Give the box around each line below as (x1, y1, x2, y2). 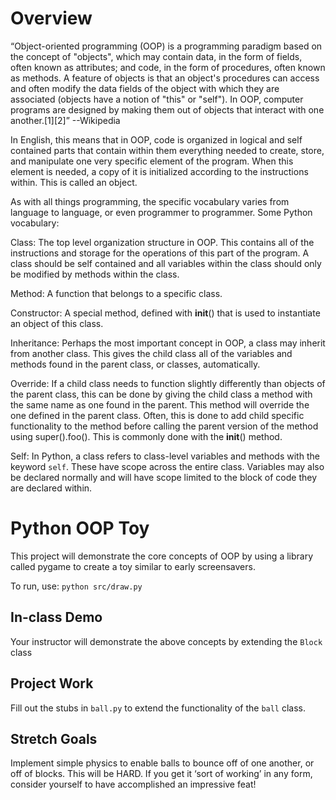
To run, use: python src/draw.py (10, 580, 143, 592)
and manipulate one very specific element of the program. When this (10, 155, 294, 167)
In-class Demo (10, 609, 103, 626)
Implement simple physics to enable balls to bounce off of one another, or (10, 757, 315, 769)
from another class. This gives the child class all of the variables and (10, 347, 293, 359)
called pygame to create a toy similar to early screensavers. (10, 560, 256, 572)
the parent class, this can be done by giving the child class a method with (10, 388, 313, 400)
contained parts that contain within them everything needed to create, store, (10, 144, 325, 156)
